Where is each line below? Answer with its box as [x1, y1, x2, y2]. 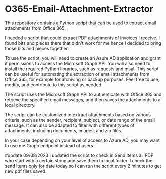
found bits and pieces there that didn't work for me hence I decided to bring [5, 40, 161, 46]
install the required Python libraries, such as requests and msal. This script [5, 66, 159, 72]
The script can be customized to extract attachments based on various [5, 111, 151, 118]
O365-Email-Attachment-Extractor [5, 3, 153, 15]
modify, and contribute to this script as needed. [5, 81, 103, 88]
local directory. [5, 102, 36, 108]
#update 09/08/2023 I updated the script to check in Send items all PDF [5, 152, 154, 158]
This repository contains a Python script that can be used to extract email [5, 20, 156, 26]
